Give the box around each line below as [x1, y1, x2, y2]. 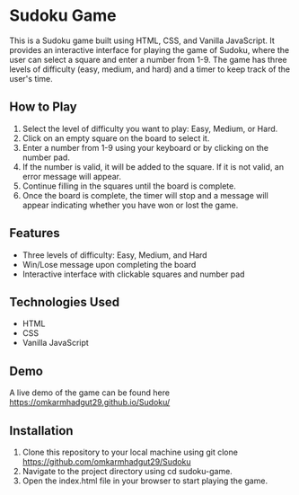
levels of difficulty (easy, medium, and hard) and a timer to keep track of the [9, 64, 290, 75]
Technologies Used [9, 294, 119, 310]
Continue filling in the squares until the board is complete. [22, 181, 236, 191]
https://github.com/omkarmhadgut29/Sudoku [22, 456, 191, 467]
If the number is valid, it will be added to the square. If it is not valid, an [22, 161, 285, 172]
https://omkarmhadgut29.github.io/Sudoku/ [9, 397, 171, 408]
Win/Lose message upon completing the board [22, 259, 197, 270]
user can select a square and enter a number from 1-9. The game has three [9, 54, 287, 65]
